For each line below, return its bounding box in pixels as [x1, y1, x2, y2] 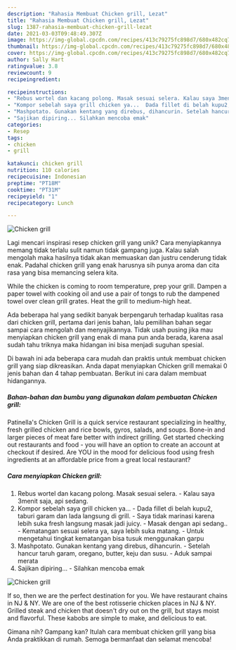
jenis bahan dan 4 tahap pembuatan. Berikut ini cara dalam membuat [7, 369, 207, 377]
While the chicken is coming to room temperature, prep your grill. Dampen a [7, 282, 227, 291]
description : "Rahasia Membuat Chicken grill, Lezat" [7, 10, 169, 18]
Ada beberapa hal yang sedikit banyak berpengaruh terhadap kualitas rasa [7, 311, 223, 319]
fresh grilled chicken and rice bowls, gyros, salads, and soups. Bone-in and [7, 425, 225, 434]
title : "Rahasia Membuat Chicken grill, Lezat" [7, 17, 150, 24]
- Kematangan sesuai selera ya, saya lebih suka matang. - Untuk [17, 527, 204, 535]
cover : [7, 50, 27, 57]
